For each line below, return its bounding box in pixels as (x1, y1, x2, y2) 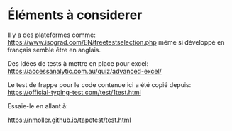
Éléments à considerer (7, 7, 143, 23)
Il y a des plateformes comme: (7, 30, 96, 39)
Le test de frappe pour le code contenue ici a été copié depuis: (7, 80, 192, 89)
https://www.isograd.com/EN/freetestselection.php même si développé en (7, 38, 225, 46)
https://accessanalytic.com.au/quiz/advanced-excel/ (7, 67, 162, 75)
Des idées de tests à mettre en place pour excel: (7, 59, 149, 67)
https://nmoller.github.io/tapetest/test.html (7, 115, 131, 124)
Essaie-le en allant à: (7, 101, 69, 110)
